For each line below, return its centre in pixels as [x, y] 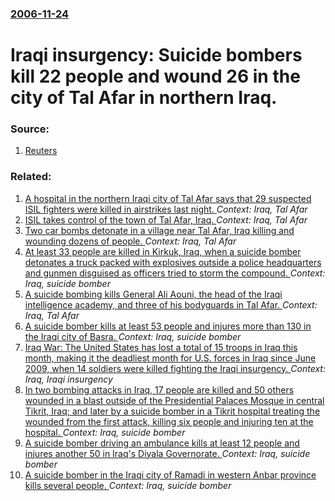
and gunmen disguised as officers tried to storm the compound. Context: [175, 273]
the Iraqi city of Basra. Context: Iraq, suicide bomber [133, 336]
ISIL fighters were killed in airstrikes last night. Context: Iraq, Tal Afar [166, 209]
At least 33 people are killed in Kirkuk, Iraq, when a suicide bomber [163, 251]
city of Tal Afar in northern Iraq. [144, 98]
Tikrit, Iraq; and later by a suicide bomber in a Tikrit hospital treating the [172, 411]
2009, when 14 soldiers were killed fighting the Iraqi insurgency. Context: [175, 368]
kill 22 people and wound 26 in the [155, 76]
